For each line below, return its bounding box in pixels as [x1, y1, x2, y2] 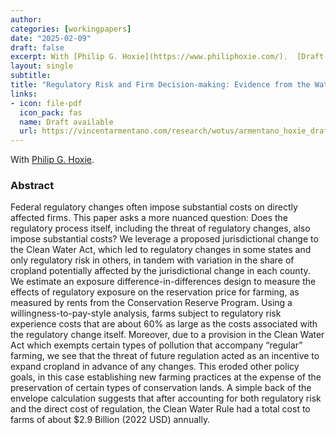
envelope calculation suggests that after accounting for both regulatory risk [10, 392, 322, 405]
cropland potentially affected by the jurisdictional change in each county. [10, 265, 311, 277]
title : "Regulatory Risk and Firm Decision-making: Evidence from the [10, 80, 311, 90]
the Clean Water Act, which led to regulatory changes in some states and [10, 244, 312, 256]
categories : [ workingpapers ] [10, 24, 132, 34]
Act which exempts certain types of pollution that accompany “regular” [10, 339, 303, 351]
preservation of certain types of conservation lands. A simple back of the [10, 382, 312, 394]
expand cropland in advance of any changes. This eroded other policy [10, 361, 300, 373]
